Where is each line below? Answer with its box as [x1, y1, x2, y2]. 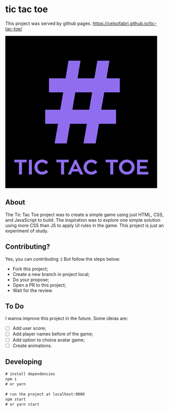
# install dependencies [5, 371, 56, 376]
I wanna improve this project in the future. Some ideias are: [5, 316, 128, 322]
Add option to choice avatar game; [12, 336, 85, 343]
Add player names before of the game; [12, 331, 94, 337]
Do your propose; [12, 277, 50, 283]
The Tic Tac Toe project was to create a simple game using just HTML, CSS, [5, 212, 164, 218]
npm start [5, 397, 26, 402]
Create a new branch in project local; [12, 271, 90, 277]
